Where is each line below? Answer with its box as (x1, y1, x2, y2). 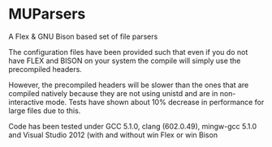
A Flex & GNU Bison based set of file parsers (8, 31, 158, 41)
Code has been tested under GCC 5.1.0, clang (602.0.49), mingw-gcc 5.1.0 (8, 121, 257, 131)
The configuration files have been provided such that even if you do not (8, 47, 248, 57)
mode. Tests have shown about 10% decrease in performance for (45, 97, 265, 107)
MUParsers (8, 5, 86, 23)
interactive (8, 97, 45, 107)
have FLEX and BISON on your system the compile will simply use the (8, 56, 241, 65)
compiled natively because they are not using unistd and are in (8, 88, 218, 98)
